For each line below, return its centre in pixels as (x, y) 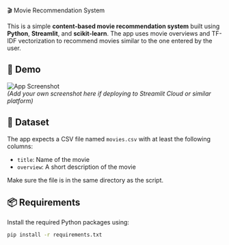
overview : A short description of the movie (77, 167)
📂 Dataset (28, 122)
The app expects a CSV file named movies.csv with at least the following (109, 139)
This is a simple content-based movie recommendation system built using (113, 26)
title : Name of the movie (53, 159)
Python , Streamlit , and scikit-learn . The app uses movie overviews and (109, 33)
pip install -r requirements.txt (55, 235)
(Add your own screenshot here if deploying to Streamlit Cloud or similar (109, 93)
